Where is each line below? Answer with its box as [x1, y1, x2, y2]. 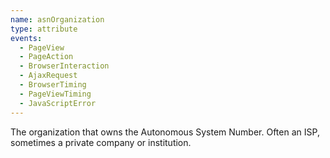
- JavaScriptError [19, 98, 97, 108]
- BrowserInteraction [19, 61, 110, 71]
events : [10, 33, 43, 43]
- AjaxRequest [19, 71, 78, 81]
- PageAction [19, 52, 74, 62]
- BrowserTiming [19, 80, 87, 90]
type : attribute [10, 24, 78, 34]
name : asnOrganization [10, 14, 105, 25]
